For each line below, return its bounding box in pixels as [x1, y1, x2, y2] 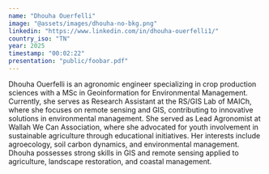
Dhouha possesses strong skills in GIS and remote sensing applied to [8, 147, 239, 158]
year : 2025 [8, 42, 45, 50]
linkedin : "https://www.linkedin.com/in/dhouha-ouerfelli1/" [8, 27, 220, 35]
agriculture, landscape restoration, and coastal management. [8, 156, 212, 166]
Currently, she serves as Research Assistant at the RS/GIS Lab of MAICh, [8, 96, 252, 106]
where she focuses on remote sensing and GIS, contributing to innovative [8, 104, 254, 114]
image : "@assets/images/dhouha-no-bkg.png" [8, 19, 158, 28]
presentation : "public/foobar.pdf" [8, 57, 129, 66]
